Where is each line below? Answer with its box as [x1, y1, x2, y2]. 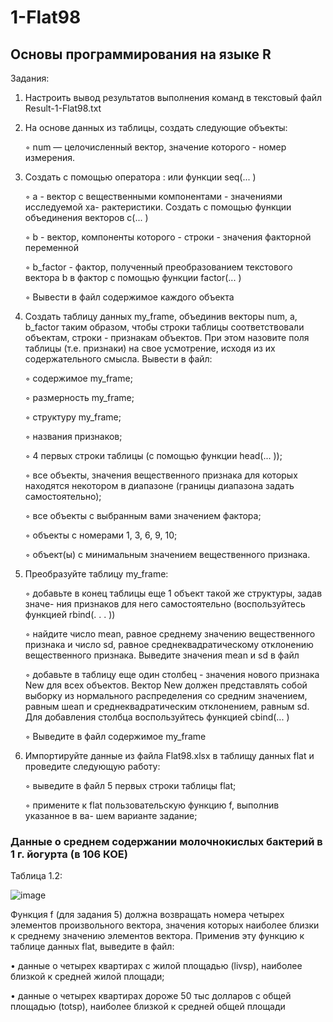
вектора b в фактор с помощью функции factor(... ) [24, 272, 242, 283]
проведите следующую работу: [24, 761, 161, 772]
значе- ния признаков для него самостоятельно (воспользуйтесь [24, 598, 306, 610]
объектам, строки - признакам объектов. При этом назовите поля [24, 332, 310, 343]
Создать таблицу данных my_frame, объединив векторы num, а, [24, 311, 298, 322]
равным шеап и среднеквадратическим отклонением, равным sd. [24, 701, 310, 712]
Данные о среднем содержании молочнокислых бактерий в [10, 834, 323, 848]
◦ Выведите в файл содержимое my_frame [24, 731, 207, 742]
